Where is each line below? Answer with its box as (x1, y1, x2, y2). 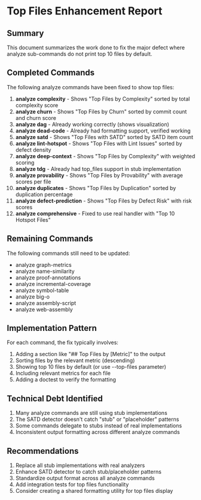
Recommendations (7, 445, 79, 456)
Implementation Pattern (7, 323, 98, 333)
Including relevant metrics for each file (15, 370, 111, 377)
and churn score (15, 114, 56, 121)
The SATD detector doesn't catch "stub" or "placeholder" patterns (15, 415, 179, 423)
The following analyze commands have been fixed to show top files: (7, 83, 175, 91)
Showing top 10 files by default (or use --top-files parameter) (15, 363, 166, 371)
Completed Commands (7, 68, 95, 78)
